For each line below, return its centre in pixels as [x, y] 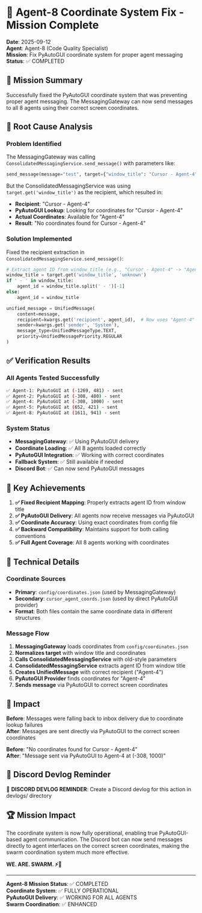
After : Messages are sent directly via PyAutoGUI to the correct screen [93, 731]
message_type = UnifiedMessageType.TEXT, [67, 331]
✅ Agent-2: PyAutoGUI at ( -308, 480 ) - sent [63, 396]
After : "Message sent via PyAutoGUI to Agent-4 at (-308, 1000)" [86, 756]
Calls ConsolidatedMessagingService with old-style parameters [96, 659]
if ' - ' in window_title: [40, 281]
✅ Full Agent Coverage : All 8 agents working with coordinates [92, 543]
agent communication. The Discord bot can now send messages [103, 839]
